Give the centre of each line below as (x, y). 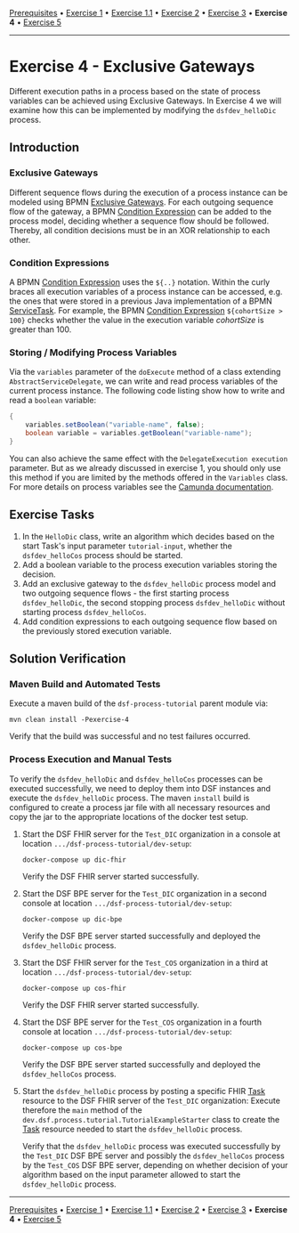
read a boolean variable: (53, 401)
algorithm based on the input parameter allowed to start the (131, 1174)
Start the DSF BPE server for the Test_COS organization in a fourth (142, 1022)
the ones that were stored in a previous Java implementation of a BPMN (141, 301)
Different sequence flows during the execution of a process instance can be (149, 192)
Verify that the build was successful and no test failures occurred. (130, 736)
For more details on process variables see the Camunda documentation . (141, 487)
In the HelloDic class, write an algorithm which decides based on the (148, 536)
